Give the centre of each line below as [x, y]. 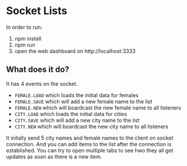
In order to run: [24, 27]
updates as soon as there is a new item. [54, 157]
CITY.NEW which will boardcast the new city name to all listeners [91, 126]
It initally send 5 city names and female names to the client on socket [90, 138]
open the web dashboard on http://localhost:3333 [75, 51]
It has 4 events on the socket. [42, 84]
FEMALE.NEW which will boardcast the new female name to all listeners [98, 108]
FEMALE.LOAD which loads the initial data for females [76, 95]
